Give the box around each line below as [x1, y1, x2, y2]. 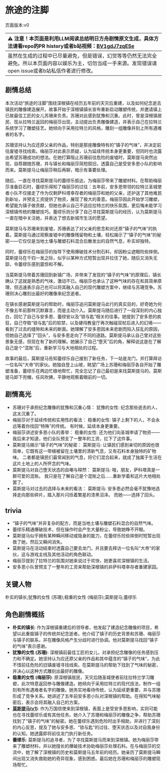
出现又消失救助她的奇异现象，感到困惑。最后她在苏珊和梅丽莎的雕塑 [16, 756, 157, 762]
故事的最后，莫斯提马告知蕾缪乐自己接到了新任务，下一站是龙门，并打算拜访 [5, 355, 162, 361]
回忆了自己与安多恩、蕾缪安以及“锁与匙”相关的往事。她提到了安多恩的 [13, 313, 158, 320]
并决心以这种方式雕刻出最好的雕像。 [12, 668, 87, 674]
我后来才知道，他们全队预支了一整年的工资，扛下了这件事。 [12, 435, 135, 441]
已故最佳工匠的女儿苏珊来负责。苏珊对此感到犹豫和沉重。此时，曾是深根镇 [5, 112, 158, 118]
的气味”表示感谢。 [12, 643, 50, 649]
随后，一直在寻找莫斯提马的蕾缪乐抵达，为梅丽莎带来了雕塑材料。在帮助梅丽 [5, 177, 162, 183]
